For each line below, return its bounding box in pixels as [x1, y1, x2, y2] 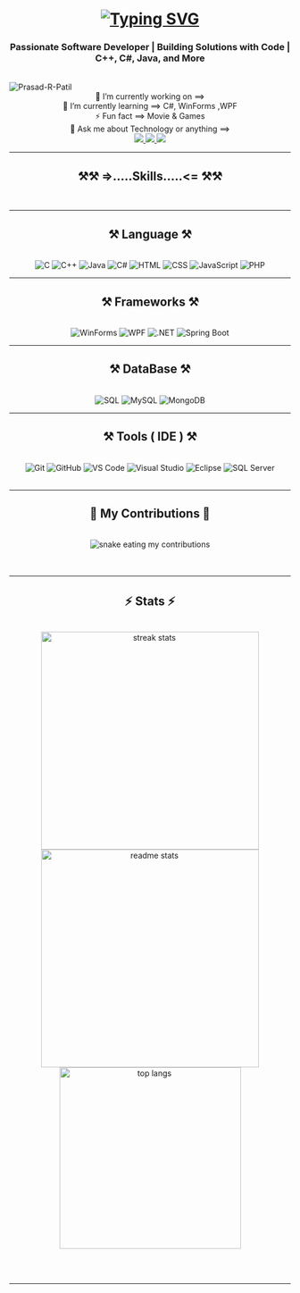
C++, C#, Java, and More [95, 52, 205, 64]
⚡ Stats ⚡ [124, 593, 176, 609]
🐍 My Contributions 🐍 [89, 506, 211, 521]
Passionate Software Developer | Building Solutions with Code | [9, 41, 291, 54]
